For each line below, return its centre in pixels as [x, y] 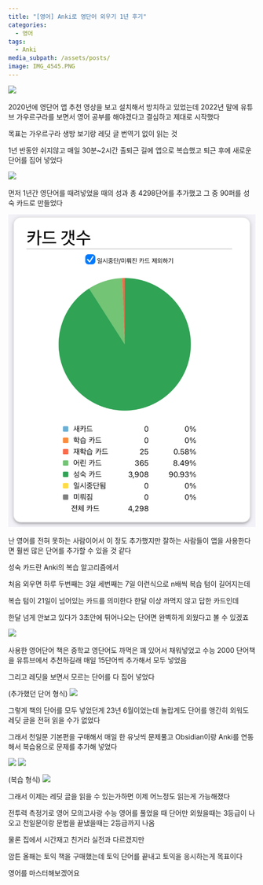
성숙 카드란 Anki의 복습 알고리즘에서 [64, 567]
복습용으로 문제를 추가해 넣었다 [70, 747]
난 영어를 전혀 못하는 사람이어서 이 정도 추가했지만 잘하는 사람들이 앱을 [116, 541]
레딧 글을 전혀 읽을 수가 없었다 [54, 721]
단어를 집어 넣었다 [35, 160]
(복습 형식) [24, 780]
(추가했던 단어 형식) [38, 694]
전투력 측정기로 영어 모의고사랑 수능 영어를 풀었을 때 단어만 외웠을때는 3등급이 [128, 813]
